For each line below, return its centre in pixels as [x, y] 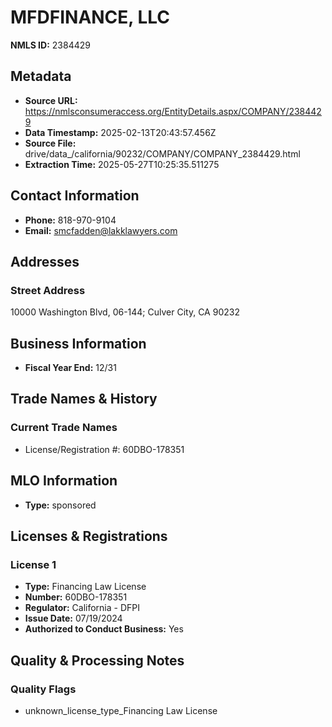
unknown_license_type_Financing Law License [121, 710]
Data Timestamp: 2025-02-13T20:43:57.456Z [120, 132]
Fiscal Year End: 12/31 [70, 368]
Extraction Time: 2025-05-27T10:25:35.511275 [122, 164]
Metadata [41, 76]
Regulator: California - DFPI [82, 608]
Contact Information [75, 196]
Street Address [48, 290]
